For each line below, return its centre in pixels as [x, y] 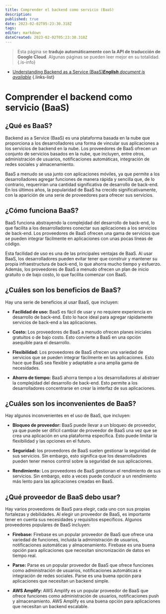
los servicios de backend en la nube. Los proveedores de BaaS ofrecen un [81, 148]
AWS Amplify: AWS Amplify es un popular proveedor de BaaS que [80, 591]
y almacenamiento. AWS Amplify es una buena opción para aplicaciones [86, 601]
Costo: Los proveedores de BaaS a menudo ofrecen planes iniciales [82, 332]
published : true [22, 19]
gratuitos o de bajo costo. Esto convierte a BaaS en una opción [77, 337]
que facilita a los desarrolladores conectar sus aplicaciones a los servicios [81, 228]
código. [13, 243]
